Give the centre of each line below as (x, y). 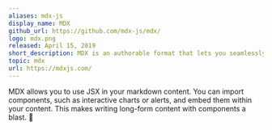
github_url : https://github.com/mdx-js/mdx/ (85, 31)
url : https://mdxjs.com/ (50, 69)
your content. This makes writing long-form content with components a (127, 108)
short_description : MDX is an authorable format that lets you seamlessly (137, 53)
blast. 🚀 (21, 117)
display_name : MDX (39, 23)
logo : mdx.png (32, 38)
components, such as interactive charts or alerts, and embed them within (130, 100)
